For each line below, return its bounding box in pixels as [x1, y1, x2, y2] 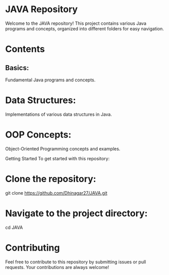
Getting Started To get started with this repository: [5, 155, 110, 161]
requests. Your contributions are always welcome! [5, 264, 109, 270]
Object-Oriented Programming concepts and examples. [5, 146, 121, 152]
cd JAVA [5, 224, 23, 231]
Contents [5, 43, 45, 55]
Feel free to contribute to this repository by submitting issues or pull [5, 259, 146, 265]
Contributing [5, 242, 60, 253]
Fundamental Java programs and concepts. [5, 77, 96, 83]
